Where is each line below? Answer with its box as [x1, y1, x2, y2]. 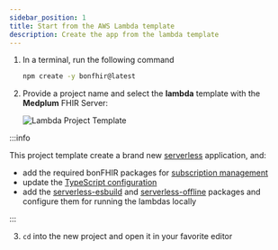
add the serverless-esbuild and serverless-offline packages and [22, 186, 261, 198]
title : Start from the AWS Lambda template [9, 22, 175, 31]
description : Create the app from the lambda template [9, 30, 220, 39]
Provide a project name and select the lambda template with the [22, 88, 261, 99]
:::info [9, 132, 31, 144]
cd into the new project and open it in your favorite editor [22, 231, 233, 242]
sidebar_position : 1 [9, 13, 87, 22]
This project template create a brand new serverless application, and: [9, 150, 267, 161]
